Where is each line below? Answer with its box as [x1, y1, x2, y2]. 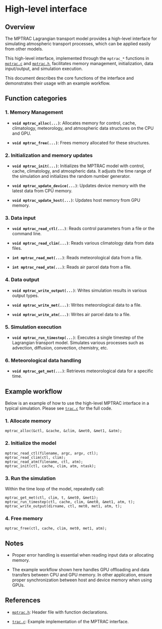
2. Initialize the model [5, 440, 57, 447]
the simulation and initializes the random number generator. [12, 173, 131, 179]
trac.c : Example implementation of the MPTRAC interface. [12, 618, 129, 624]
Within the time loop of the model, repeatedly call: [5, 486, 105, 491]
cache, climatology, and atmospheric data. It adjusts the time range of [12, 168, 152, 174]
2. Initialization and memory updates [5, 152, 93, 158]
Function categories [5, 94, 67, 103]
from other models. [5, 46, 44, 52]
